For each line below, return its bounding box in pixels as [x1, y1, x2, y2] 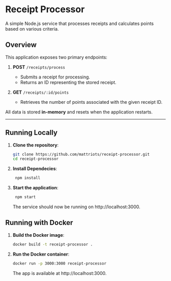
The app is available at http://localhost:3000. [12, 270, 107, 276]
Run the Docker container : [12, 251, 70, 257]
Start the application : [12, 185, 59, 191]
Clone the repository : [12, 142, 59, 148]
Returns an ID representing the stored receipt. [20, 79, 117, 85]
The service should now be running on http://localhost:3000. [12, 204, 141, 210]
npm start [15, 194, 36, 200]
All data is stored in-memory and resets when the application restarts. [5, 108, 153, 115]
